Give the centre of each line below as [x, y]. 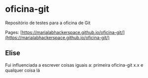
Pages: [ [14, 32]
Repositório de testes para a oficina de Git [48, 23]
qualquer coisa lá [23, 70]
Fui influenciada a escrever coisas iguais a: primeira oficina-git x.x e [74, 65]
